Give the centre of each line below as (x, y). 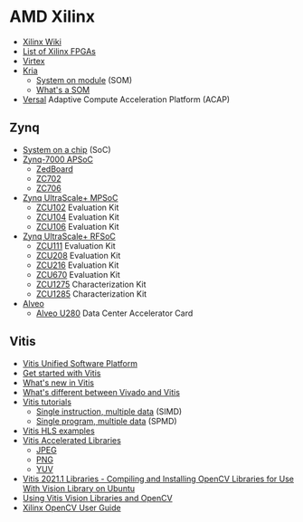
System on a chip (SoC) (66, 149)
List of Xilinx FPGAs (59, 51)
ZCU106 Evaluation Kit (77, 226)
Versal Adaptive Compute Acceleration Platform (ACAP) (126, 99)
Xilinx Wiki (42, 42)
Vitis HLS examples (58, 431)
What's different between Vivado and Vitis (101, 392)
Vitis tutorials (47, 402)
